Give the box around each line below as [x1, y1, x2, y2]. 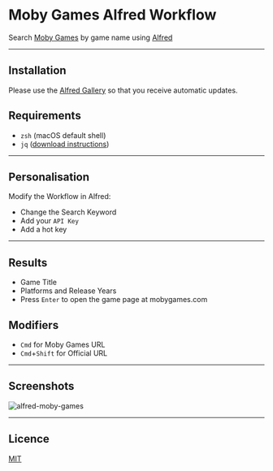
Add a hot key [19, 225, 67, 235]
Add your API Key [19, 216, 80, 226]
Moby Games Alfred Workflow [8, 6, 217, 24]
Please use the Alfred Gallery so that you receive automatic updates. [8, 85, 238, 95]
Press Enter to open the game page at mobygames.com [19, 295, 208, 305]
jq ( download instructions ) [19, 139, 110, 149]
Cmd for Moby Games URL [19, 339, 106, 349]
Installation [8, 63, 67, 78]
